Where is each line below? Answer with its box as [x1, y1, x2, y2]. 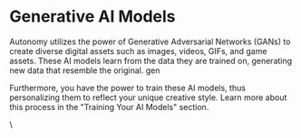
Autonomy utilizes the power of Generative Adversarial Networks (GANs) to [9, 36, 291, 47]
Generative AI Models [9, 6, 176, 27]
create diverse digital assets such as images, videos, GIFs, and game [9, 45, 267, 56]
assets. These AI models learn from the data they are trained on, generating [9, 55, 293, 66]
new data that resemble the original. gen [9, 65, 160, 76]
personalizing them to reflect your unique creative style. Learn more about [9, 92, 287, 103]
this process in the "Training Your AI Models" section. [9, 101, 209, 112]
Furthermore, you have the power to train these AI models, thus [9, 82, 247, 93]
